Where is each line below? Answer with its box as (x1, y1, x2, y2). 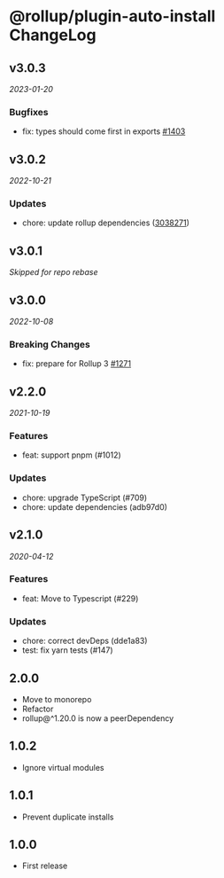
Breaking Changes (9, 338, 91, 350)
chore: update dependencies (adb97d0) (21, 501, 168, 512)
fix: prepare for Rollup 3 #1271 (21, 358, 131, 369)
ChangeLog (9, 25, 97, 45)
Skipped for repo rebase (9, 267, 98, 278)
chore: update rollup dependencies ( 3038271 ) (21, 217, 190, 228)
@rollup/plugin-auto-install (9, 6, 216, 27)
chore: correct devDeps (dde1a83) (21, 636, 148, 647)
